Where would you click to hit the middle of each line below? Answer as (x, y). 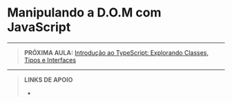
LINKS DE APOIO (48, 80)
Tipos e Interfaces (50, 60)
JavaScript (39, 27)
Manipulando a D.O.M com (84, 13)
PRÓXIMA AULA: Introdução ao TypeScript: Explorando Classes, (116, 52)
